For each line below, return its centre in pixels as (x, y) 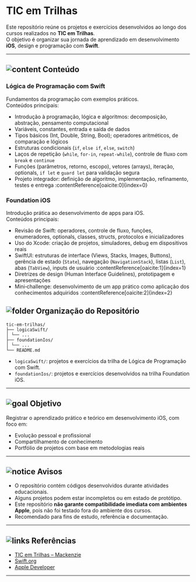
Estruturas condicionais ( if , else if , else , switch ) (75, 148)
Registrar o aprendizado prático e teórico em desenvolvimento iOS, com (93, 417)
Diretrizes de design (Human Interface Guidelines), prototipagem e (94, 274)
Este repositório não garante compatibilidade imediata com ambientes (101, 504)
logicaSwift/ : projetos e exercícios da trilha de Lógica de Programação (100, 361)
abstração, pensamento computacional (62, 123)
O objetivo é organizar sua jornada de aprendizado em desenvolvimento (93, 39)
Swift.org (25, 561)
